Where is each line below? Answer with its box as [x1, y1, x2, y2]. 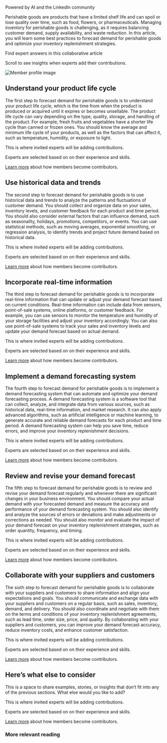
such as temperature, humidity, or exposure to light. [5, 135, 111, 141]
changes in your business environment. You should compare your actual [5, 496, 154, 502]
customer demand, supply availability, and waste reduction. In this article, [5, 30, 156, 36]
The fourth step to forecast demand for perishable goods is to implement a [5, 385, 159, 391]
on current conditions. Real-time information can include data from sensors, [5, 302, 161, 308]
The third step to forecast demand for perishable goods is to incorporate [5, 291, 154, 297]
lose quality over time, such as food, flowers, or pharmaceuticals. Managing [5, 20, 161, 25]
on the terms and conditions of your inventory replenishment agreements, [5, 611, 157, 617]
